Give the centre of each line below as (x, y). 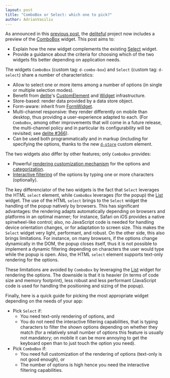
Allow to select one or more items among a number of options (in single (87, 85)
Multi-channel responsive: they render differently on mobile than (80, 112)
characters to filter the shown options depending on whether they (89, 327)
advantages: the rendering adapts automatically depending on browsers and (85, 212)
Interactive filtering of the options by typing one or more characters (83, 175)
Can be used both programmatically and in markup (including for (80, 139)
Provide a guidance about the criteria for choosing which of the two (83, 54)
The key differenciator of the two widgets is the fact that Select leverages (82, 190)
